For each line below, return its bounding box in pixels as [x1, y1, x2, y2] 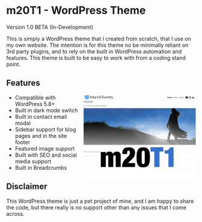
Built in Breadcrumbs [14, 164, 67, 171]
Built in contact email [14, 113, 67, 120]
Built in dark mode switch [14, 106, 78, 114]
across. [6, 210, 25, 217]
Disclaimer [6, 181, 47, 192]
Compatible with [14, 94, 56, 101]
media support [14, 157, 52, 165]
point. [6, 61, 21, 68]
